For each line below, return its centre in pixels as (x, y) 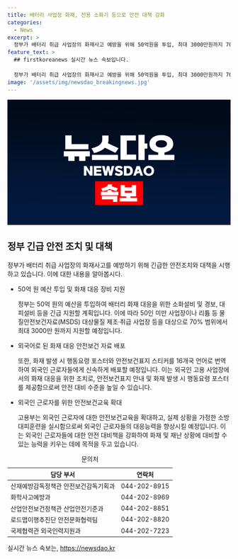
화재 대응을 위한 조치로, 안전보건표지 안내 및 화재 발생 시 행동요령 (120, 378)
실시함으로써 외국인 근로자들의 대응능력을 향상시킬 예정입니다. (134, 426)
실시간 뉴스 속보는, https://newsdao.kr (61, 548)
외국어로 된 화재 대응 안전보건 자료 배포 (72, 345)
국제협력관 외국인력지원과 (46, 531)
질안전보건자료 (38, 322)
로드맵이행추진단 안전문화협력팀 (54, 519)
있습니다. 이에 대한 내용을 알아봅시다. (71, 273)
